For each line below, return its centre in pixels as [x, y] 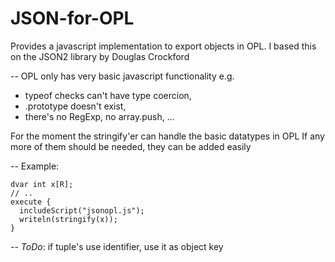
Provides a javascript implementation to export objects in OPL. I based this [163, 46]
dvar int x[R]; [42, 184]
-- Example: [35, 166]
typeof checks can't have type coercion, [108, 95]
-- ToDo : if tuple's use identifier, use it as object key [117, 246]
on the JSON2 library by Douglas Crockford [100, 56]
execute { [31, 202]
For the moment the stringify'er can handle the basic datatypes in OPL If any [167, 136]
